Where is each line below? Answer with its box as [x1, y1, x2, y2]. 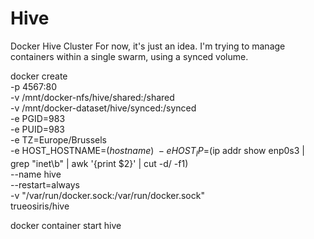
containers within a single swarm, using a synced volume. [10, 50, 249, 62]
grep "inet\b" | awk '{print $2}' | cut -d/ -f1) [10, 157, 189, 169]
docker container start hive [10, 219, 122, 231]
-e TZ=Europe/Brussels [10, 133, 107, 146]
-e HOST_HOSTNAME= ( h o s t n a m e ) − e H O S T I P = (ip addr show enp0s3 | [10, 144, 305, 159]
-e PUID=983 [10, 123, 66, 135]
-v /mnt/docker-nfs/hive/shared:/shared [10, 91, 175, 103]
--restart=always [10, 178, 80, 191]
